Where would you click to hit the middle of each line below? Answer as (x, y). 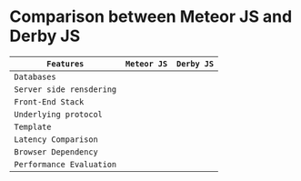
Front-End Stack (49, 101)
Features (65, 64)
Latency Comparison (56, 139)
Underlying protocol (58, 114)
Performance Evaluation (65, 164)
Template (33, 126)
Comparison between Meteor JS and (151, 17)
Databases (35, 76)
